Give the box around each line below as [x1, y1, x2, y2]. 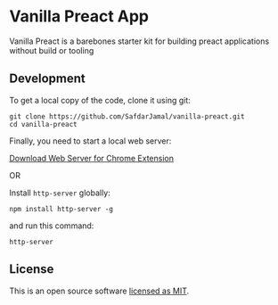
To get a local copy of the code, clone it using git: [9, 95, 192, 105]
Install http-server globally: [9, 187, 111, 198]
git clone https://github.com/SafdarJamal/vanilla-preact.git [9, 111, 245, 121]
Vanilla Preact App [9, 6, 150, 27]
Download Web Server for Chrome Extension [9, 152, 174, 163]
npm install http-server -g [9, 204, 114, 213]
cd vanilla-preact [9, 120, 78, 128]
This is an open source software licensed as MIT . [9, 285, 190, 296]
